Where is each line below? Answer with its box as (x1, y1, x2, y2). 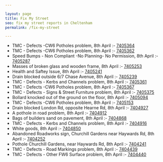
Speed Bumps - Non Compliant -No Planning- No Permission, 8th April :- (12, 53, 159, 59)
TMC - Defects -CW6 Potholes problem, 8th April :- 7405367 (12, 84, 135, 90)
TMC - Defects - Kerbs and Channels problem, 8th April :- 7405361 (12, 79, 147, 85)
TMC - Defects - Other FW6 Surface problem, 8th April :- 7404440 (12, 152, 147, 158)
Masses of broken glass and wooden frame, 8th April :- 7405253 (12, 63, 142, 69)
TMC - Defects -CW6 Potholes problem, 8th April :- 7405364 (12, 42, 135, 49)
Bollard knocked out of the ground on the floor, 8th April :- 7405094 (12, 95, 148, 101)
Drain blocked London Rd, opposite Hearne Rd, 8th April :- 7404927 (12, 105, 148, 111)
